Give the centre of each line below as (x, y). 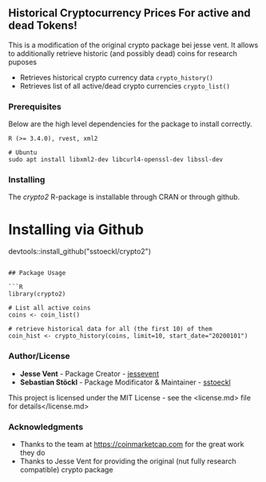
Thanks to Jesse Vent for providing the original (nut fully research (128, 461)
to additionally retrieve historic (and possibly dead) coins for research (123, 53)
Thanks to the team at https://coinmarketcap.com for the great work (132, 444)
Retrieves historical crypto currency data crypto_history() (117, 77)
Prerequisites (35, 106)
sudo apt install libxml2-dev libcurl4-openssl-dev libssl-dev (116, 160)
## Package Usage (37, 273)
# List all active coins (50, 308)
